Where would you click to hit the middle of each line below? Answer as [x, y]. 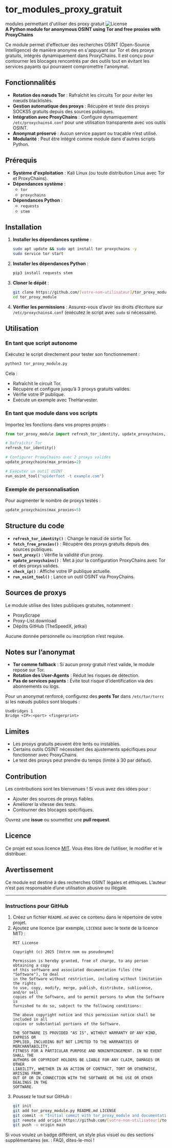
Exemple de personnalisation [42, 489]
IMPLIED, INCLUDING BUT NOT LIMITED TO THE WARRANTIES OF [76, 1042]
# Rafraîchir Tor [24, 443]
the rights [24, 983]
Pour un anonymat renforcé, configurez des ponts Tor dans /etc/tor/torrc [85, 696]
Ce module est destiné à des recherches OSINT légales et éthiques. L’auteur [86, 882]
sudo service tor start [38, 254]
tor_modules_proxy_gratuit [64, 10]
